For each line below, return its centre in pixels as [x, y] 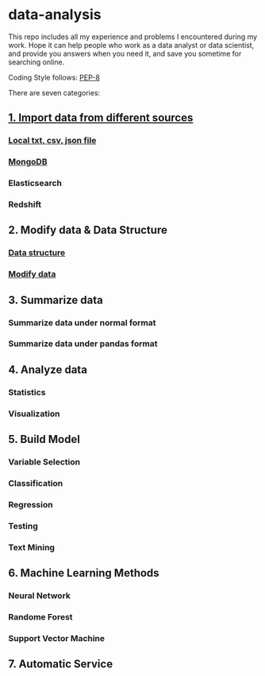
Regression [31, 504]
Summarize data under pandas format [83, 344]
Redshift [25, 204]
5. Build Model [44, 439]
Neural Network [40, 596]
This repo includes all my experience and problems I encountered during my [133, 37]
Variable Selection [44, 462]
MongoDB [28, 162]
